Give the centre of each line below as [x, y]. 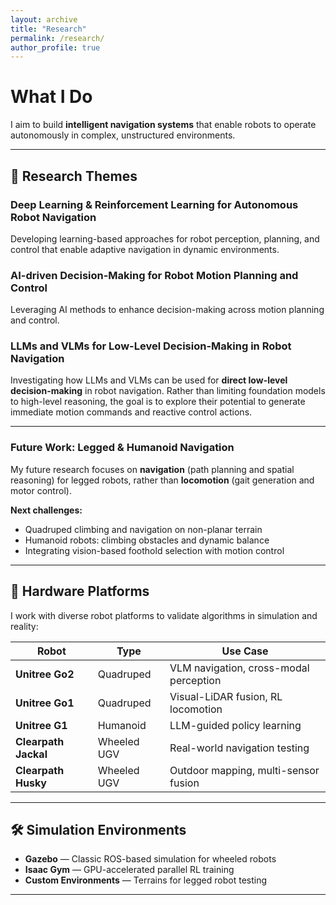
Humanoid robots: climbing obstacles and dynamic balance [147, 540]
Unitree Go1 [45, 703]
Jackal [31, 754]
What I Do [51, 97]
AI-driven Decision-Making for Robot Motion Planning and [154, 275]
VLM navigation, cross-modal [239, 668]
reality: [24, 626]
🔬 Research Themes [74, 176]
